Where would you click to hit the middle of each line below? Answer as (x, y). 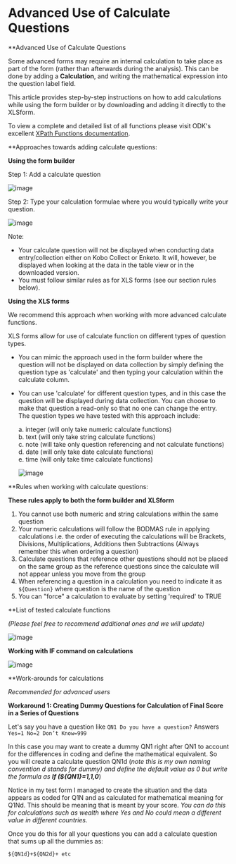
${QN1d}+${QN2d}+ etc (40, 854)
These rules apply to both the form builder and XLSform (91, 500)
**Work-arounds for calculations (56, 678)
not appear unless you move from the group (82, 574)
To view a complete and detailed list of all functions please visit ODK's (110, 125)
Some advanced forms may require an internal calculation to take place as (116, 61)
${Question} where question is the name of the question (99, 588)
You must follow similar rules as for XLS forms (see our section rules (117, 280)
